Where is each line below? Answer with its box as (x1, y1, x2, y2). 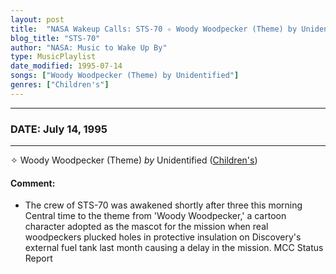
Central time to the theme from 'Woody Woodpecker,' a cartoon (24, 210, 287, 222)
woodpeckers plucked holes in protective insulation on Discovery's (24, 231, 302, 243)
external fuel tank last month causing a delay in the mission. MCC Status (24, 242, 324, 254)
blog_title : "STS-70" (10, 33, 101, 43)
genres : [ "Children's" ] (10, 80, 110, 90)
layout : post (10, 14, 65, 25)
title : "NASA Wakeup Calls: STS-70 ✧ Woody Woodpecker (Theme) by (10, 24, 298, 34)
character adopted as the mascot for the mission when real (24, 221, 269, 233)
